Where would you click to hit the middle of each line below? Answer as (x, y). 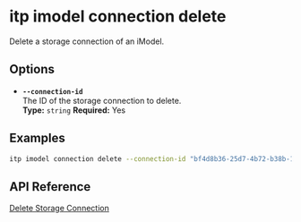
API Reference (50, 187)
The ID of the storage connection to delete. (102, 100)
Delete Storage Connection (59, 209)
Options (32, 69)
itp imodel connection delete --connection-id (98, 158)
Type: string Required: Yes (74, 110)
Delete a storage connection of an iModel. (87, 41)
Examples (37, 138)
